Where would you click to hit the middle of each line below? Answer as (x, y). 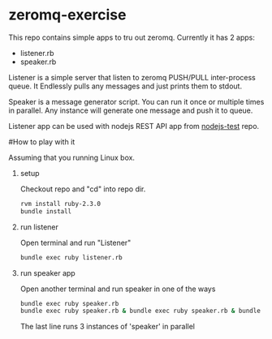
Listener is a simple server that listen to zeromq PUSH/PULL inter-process (132, 77)
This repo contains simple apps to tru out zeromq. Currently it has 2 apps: (132, 37)
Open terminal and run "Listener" (76, 242)
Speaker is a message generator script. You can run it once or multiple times (136, 101)
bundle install (46, 211)
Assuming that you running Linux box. (72, 157)
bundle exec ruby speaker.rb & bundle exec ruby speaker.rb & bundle (140, 311)
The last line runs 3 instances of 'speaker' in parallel (107, 327)
